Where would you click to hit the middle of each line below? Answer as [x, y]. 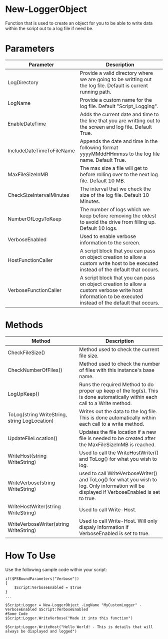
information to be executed [111, 296]
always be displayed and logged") [41, 631]
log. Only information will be [112, 486]
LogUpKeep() [24, 394]
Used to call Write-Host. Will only [118, 521]
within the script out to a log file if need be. [49, 28]
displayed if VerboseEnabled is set [120, 492]
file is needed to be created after [117, 438]
